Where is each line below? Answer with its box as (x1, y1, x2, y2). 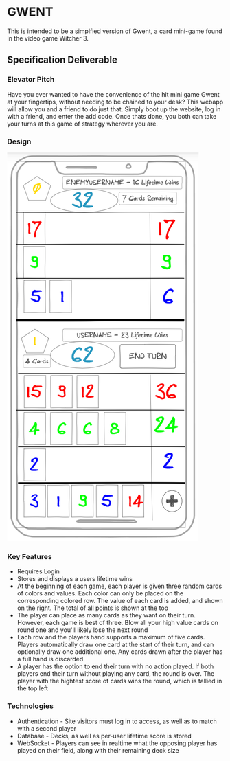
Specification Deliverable (7, 54, 118, 66)
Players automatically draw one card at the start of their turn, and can (16, 640, 214, 649)
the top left (16, 684, 48, 692)
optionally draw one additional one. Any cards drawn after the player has (16, 648, 223, 656)
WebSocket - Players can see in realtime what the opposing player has (16, 739, 218, 747)
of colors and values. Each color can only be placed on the (16, 589, 184, 598)
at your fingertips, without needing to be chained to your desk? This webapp (7, 98, 224, 106)
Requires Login (16, 567, 60, 576)
